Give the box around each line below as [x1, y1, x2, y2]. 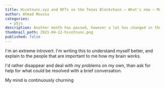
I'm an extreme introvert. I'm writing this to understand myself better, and [5, 47, 153, 54]
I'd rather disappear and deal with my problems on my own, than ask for [5, 62, 151, 68]
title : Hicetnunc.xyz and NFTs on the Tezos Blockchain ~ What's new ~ [5, 7, 155, 12]
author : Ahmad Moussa [5, 12, 50, 17]
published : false [5, 35, 41, 40]
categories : [5, 16, 29, 21]
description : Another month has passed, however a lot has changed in [5, 25, 153, 30]
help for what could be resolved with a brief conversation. [5, 67, 122, 73]
